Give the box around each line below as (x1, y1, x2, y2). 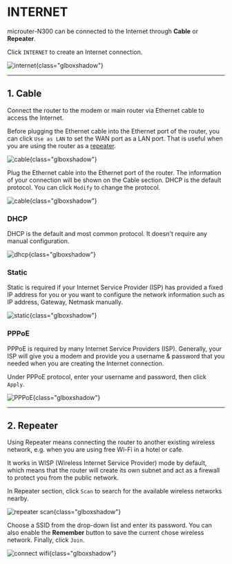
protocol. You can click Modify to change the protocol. (7, 183, 161, 191)
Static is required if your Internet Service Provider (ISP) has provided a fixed (7, 283, 223, 291)
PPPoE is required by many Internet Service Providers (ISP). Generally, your (7, 344, 222, 353)
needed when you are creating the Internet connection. (7, 359, 164, 367)
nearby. (7, 494, 29, 502)
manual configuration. (7, 237, 70, 246)
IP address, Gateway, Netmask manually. (7, 298, 123, 307)
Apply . (7, 380, 25, 388)
